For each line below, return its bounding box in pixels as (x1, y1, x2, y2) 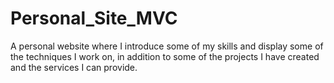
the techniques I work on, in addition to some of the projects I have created (10, 50, 320, 62)
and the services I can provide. (10, 61, 138, 73)
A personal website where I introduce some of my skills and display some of (10, 40, 324, 52)
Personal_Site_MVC (10, 7, 178, 30)
